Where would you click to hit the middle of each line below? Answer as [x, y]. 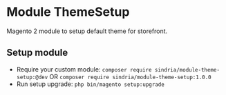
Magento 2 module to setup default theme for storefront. [87, 31]
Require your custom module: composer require [84, 69]
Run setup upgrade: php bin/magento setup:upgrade [91, 84]
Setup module [37, 53]
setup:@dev [32, 77]
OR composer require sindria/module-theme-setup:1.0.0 [130, 76]
